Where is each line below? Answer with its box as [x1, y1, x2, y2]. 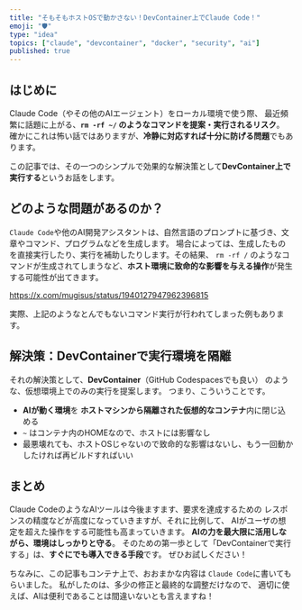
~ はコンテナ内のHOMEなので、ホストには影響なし [22, 427, 211, 438]
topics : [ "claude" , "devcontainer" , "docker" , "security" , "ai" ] [9, 38, 261, 48]
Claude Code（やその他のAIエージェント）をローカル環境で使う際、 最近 [9, 107, 281, 118]
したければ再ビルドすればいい [22, 450, 133, 460]
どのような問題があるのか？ [9, 201, 164, 216]
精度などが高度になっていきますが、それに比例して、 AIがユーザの [32, 515, 279, 526]
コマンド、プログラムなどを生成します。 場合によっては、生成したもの [24, 238, 287, 249]
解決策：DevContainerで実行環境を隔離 [9, 349, 232, 364]
